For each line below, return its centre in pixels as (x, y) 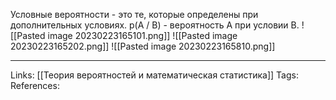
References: (35, 85)
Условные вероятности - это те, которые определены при (134, 14)
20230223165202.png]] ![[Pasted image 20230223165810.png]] (143, 46)
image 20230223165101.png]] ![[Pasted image (142, 35)
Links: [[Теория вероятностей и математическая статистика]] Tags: (154, 75)
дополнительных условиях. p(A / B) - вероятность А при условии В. (155, 25)
